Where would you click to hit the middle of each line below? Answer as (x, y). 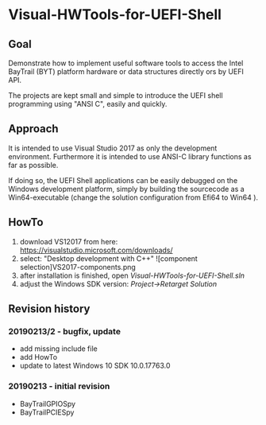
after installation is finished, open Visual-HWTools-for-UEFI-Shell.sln (132, 275)
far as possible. (33, 165)
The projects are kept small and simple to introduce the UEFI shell (116, 96)
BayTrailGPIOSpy (48, 404)
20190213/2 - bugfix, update (65, 331)
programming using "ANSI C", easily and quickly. (88, 104)
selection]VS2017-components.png (78, 267)
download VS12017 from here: (69, 241)
